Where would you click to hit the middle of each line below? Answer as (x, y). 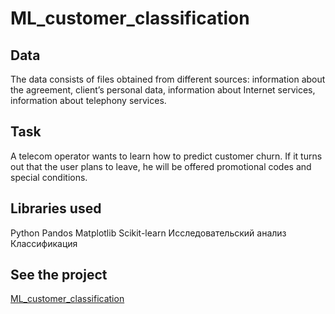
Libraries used (56, 208)
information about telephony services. (88, 100)
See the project (59, 275)
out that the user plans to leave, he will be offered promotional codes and (161, 166)
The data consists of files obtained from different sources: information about (168, 79)
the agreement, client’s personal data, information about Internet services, (163, 90)
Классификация (44, 243)
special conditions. (49, 177)
